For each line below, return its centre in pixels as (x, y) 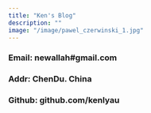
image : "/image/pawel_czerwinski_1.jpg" (76, 30)
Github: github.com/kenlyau (64, 100)
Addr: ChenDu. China (50, 79)
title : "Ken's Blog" (43, 15)
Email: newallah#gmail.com (63, 58)
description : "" (35, 23)
